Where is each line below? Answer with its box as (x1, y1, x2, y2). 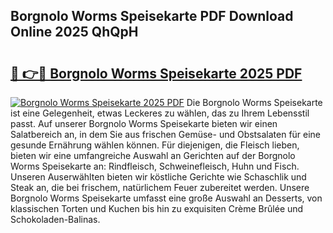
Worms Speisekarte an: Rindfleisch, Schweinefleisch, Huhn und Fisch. (10, 160, 300, 172)
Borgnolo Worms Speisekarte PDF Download (10, 8, 294, 25)
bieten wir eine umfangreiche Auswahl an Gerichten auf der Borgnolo (10, 150, 296, 161)
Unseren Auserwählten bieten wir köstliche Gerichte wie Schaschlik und (10, 171, 307, 183)
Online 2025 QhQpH (10, 24, 139, 41)
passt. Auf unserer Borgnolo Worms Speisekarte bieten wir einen (10, 118, 278, 129)
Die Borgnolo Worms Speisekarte (186, 97, 323, 108)
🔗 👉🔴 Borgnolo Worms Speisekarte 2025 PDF (10, 65, 303, 82)
